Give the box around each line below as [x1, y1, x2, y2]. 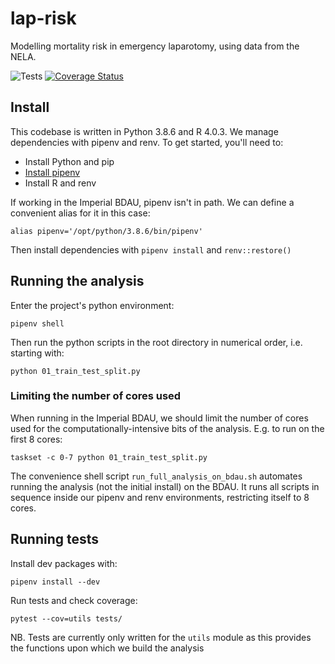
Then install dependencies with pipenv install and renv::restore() [10, 243, 292, 256]
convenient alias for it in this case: [10, 207, 151, 219]
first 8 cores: [10, 433, 63, 445]
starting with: [10, 347, 65, 359]
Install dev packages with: [10, 557, 118, 569]
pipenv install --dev [10, 577, 101, 587]
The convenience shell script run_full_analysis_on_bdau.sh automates [10, 470, 303, 482]
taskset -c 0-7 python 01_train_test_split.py [10, 452, 208, 462]
